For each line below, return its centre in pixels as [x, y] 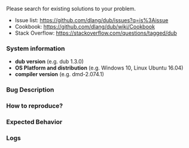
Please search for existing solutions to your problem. [71, 9]
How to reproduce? [35, 106]
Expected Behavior [34, 122]
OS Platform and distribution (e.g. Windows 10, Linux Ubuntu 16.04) [99, 68]
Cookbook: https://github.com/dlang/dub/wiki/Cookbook [85, 27]
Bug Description [30, 90]
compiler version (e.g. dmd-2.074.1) [60, 74]
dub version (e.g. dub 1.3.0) [49, 62]
